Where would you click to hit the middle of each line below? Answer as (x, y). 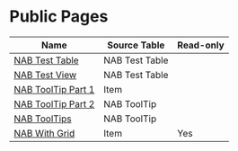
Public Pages (59, 17)
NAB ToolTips (43, 119)
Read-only (201, 45)
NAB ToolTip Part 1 (54, 89)
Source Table (136, 45)
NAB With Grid (44, 133)
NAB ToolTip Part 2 (54, 103)
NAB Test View (45, 75)
